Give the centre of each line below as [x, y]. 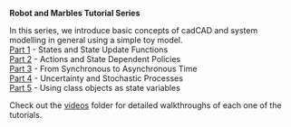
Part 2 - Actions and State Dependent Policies [95, 59]
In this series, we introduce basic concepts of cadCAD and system [134, 30]
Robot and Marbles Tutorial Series [75, 13]
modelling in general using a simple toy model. [96, 40]
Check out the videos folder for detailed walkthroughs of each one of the [146, 105]
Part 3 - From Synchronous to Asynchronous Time [103, 68]
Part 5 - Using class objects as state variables [95, 88]
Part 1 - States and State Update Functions [89, 50]
